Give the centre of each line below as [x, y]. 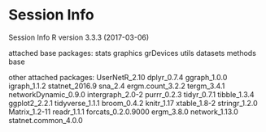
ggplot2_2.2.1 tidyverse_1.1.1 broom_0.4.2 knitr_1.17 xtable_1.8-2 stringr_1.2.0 [133, 103]
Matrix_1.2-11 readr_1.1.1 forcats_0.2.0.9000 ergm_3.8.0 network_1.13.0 [123, 112]
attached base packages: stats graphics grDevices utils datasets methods [132, 53]
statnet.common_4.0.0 [46, 120]
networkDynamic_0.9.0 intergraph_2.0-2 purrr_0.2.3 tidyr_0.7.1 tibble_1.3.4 [131, 94]
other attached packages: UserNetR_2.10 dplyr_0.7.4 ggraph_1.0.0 [118, 77]
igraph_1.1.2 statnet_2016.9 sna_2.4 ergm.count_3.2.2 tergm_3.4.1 [117, 86]
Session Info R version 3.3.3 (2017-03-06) [79, 37]
